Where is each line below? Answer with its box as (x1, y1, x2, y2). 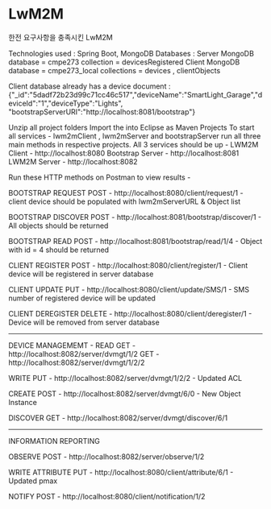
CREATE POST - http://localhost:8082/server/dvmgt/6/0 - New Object (8, 388, 241, 399)
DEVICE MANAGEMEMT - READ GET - (8, 340, 135, 350)
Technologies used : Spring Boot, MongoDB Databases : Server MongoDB (8, 48, 254, 58)
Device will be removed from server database (8, 317, 160, 327)
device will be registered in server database (8, 269, 154, 279)
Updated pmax (8, 476, 58, 486)
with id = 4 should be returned (8, 245, 110, 254)
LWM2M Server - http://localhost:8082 (8, 156, 139, 166)
